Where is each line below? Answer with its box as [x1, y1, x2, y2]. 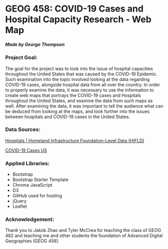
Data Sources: [5, 126, 41, 133]
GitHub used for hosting [12, 193, 63, 199]
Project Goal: [5, 54, 38, 61]
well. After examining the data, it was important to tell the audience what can [5, 103, 163, 109]
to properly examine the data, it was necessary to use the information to [5, 87, 154, 93]
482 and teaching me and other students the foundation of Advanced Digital [5, 232, 163, 239]
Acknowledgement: [5, 216, 54, 223]
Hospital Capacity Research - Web [5, 14, 152, 25]
